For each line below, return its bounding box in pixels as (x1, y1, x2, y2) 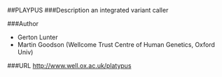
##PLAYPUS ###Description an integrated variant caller (7, 6, 169, 14)
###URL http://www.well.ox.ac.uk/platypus (7, 62, 132, 69)
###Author (7, 20, 39, 27)
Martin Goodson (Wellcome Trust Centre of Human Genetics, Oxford (17, 41, 216, 48)
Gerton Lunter (17, 33, 58, 41)
